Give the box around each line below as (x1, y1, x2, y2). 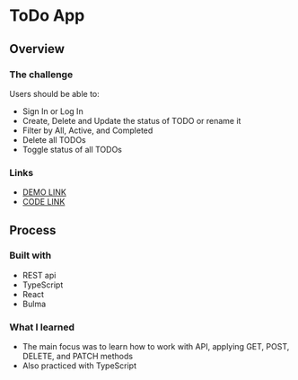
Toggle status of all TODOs (22, 144, 123, 155)
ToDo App (9, 5, 85, 26)
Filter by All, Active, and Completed (22, 125, 153, 136)
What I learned (9, 321, 74, 333)
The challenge (9, 68, 74, 81)
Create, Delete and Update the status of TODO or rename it (22, 115, 241, 126)
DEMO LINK (22, 187, 67, 198)
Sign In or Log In (22, 105, 83, 117)
